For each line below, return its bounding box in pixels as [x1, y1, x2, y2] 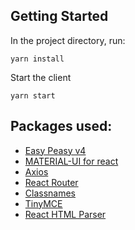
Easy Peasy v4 [24, 144, 87, 156]
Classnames [24, 187, 77, 199]
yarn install [10, 54, 65, 64]
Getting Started [10, 8, 109, 25]
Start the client [10, 71, 72, 83]
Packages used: [10, 118, 113, 135]
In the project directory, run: [10, 34, 126, 46]
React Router [24, 176, 79, 188]
